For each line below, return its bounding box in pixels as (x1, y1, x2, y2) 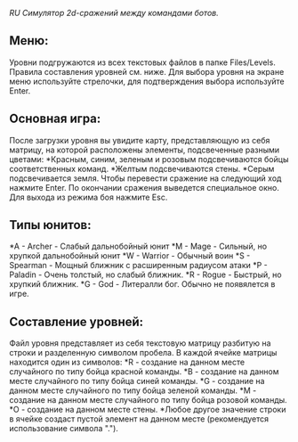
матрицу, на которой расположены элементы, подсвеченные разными (9, 144, 280, 155)
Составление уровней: (9, 314, 144, 329)
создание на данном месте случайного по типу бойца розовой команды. (9, 395, 287, 405)
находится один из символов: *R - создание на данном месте (9, 356, 246, 368)
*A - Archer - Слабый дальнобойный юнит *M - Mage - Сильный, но (9, 241, 268, 252)
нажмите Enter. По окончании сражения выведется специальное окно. (9, 182, 280, 192)
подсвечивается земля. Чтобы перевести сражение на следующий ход (9, 173, 282, 184)
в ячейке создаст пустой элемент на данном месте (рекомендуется (9, 413, 270, 424)
